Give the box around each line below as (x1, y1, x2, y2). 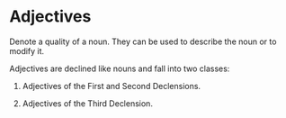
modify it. (9, 45, 45, 56)
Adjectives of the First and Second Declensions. (22, 80, 201, 91)
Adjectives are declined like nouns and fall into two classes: (9, 63, 230, 74)
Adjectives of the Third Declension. (22, 97, 153, 109)
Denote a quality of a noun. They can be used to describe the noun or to (9, 36, 277, 47)
